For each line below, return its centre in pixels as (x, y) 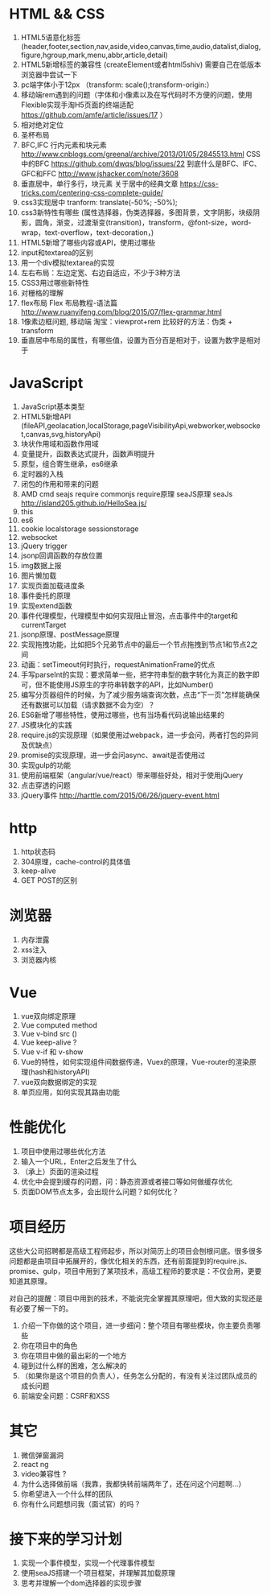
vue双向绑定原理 (48, 1016)
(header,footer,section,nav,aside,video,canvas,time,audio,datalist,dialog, (141, 46)
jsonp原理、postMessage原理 (70, 634)
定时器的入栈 (42, 474)
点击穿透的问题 (45, 785)
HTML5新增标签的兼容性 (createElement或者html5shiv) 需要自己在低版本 (141, 64)
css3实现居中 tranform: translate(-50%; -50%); (99, 202)
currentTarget (43, 624)
